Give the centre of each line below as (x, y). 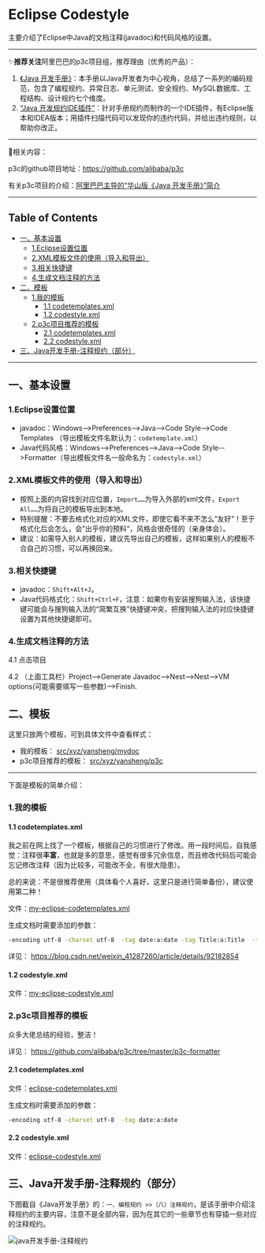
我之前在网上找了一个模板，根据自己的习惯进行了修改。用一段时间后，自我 (129, 845)
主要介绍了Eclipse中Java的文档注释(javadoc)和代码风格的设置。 (112, 37)
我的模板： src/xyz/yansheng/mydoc (79, 751)
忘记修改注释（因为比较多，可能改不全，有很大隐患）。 (96, 865)
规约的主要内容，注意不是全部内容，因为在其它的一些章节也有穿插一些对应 (136, 1214)
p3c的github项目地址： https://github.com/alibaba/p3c (96, 168)
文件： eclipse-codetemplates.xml (63, 1088)
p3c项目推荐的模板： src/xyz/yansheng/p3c (91, 761)
